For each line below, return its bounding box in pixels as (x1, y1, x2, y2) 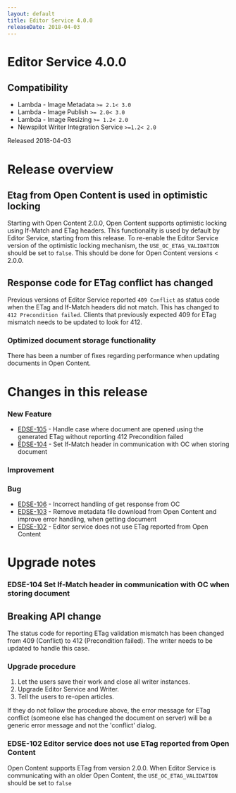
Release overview (7, 161, 114, 177)
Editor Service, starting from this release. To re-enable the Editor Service (7, 234, 218, 242)
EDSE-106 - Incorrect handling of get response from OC (17, 500, 180, 508)
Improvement (7, 465, 54, 474)
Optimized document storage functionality (7, 336, 156, 345)
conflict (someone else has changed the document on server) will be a (7, 713, 213, 723)
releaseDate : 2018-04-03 (7, 23, 80, 30)
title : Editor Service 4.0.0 (7, 17, 93, 24)
